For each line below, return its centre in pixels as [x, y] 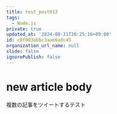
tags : [13, 18]
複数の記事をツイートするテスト [46, 104]
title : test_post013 [32, 12]
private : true [24, 29]
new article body [49, 87]
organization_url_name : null [43, 46]
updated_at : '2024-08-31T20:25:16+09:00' [59, 35]
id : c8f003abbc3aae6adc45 [39, 40]
